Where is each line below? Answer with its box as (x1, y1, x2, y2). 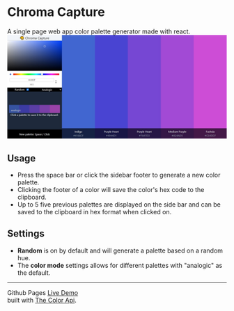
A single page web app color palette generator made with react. (7, 27, 191, 35)
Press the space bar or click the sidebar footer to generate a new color (17, 170, 221, 179)
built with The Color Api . (7, 296, 77, 304)
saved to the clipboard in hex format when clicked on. (17, 207, 172, 216)
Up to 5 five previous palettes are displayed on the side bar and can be (17, 200, 221, 209)
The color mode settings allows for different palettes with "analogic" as (17, 261, 223, 269)
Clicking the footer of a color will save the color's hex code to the (17, 185, 205, 193)
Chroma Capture (7, 4, 106, 20)
